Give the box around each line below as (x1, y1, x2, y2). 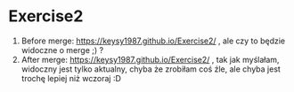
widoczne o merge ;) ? (20, 44, 104, 55)
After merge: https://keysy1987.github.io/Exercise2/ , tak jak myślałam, (20, 54, 280, 65)
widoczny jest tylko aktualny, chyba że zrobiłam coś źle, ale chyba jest (20, 64, 282, 74)
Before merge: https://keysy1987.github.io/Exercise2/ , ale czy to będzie (20, 35, 286, 46)
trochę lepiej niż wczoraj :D (20, 73, 122, 83)
